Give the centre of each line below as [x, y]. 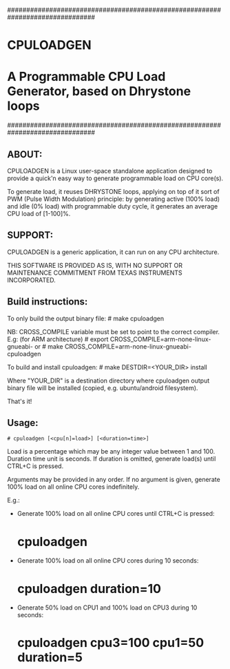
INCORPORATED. [32, 280]
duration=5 [50, 658]
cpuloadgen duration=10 [89, 589]
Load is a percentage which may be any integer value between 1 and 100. [111, 452]
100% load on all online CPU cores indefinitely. [73, 487]
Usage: [23, 423]
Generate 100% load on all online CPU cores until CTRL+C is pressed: [116, 514]
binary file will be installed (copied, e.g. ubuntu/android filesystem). [103, 388]
